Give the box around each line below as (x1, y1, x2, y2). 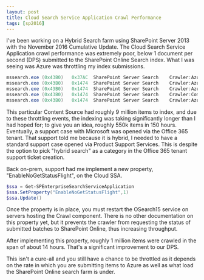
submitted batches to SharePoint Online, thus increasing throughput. (6, 225, 178, 233)
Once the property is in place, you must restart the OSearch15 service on (6, 206, 189, 213)
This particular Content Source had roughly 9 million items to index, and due (6, 108, 197, 116)
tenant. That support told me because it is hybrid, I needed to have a (6, 134, 178, 141)
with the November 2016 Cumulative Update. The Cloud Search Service (6, 43, 186, 51)
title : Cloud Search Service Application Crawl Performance (6, 15, 162, 21)
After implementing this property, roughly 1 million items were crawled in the (6, 237, 197, 244)
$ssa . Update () (6, 195, 42, 201)
